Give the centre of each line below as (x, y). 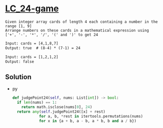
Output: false (20, 62)
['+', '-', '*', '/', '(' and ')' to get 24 (52, 35)
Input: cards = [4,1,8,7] (32, 43)
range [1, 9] (19, 26)
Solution (18, 77)
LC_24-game (32, 9)
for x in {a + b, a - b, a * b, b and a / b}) (88, 121)
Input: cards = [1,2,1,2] (32, 57)
